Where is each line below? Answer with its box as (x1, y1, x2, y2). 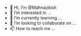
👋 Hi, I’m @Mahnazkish (9, 5, 56, 10)
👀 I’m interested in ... (9, 10, 52, 16)
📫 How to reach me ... (9, 26, 55, 31)
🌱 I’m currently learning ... (9, 15, 62, 20)
